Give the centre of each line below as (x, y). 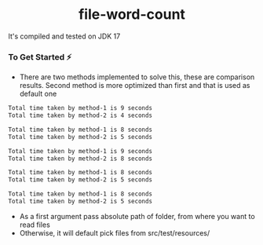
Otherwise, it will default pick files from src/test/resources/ (115, 232)
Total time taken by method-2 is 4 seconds (80, 115)
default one (38, 94)
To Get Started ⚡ (40, 57)
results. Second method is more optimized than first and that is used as (135, 86)
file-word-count (132, 15)
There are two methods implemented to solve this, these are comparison (137, 77)
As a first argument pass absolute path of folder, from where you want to (137, 216)
